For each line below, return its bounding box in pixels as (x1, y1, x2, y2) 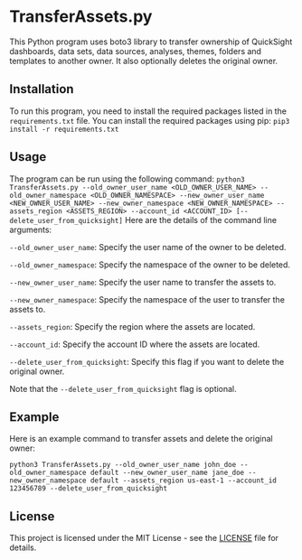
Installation (9, 81, 74, 97)
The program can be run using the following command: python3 (9, 173, 246, 184)
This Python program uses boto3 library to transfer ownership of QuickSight (9, 36, 293, 47)
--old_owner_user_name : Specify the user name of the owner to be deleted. (9, 241, 287, 252)
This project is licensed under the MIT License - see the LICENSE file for (9, 533, 278, 544)
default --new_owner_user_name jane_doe (90, 468, 245, 478)
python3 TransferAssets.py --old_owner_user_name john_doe (9, 461, 237, 470)
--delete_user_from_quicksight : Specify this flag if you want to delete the (9, 356, 285, 367)
